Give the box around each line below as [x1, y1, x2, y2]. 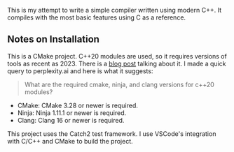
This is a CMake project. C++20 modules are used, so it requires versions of [7, 52, 228, 60]
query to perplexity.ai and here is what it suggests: [7, 66, 153, 75]
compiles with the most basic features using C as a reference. [7, 13, 186, 22]
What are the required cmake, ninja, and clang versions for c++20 [24, 80, 215, 89]
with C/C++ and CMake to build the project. [7, 137, 133, 145]
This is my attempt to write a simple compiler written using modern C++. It [7, 6, 222, 14]
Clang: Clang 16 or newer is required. [17, 116, 125, 124]
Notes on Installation [7, 33, 100, 45]
